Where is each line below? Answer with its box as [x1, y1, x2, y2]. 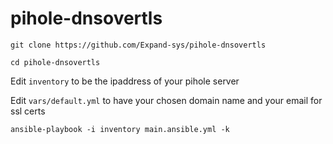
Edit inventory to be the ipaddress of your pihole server [10, 75, 240, 87]
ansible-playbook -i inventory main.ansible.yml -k [10, 124, 230, 134]
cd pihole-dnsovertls [10, 57, 101, 67]
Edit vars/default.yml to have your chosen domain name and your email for [10, 94, 323, 106]
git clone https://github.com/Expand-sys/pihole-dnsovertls [10, 40, 267, 50]
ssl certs [10, 105, 46, 117]
